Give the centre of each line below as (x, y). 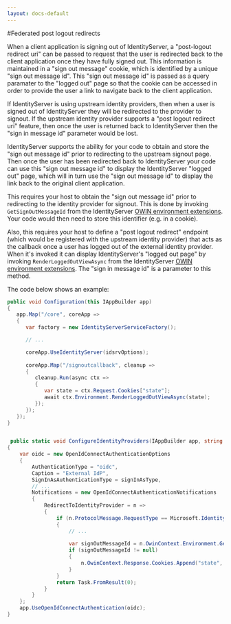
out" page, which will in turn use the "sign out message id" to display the (110, 176)
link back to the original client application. (66, 183)
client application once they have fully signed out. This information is (104, 61)
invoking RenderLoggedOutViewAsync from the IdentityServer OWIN (100, 261)
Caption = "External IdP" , (70, 473)
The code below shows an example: (58, 289)
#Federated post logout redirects (54, 33)
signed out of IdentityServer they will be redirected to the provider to (104, 111)
